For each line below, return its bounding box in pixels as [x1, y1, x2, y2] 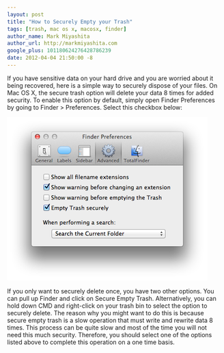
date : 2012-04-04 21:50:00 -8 [7, 55, 94, 62]
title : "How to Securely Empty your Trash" [7, 18, 133, 25]
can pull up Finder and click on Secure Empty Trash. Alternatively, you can [7, 294, 216, 302]
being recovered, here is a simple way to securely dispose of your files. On [7, 81, 218, 89]
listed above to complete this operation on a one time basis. [7, 338, 176, 346]
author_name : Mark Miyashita [7, 33, 90, 40]
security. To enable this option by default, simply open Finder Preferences [7, 96, 215, 104]
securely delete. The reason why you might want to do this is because [7, 308, 204, 317]
